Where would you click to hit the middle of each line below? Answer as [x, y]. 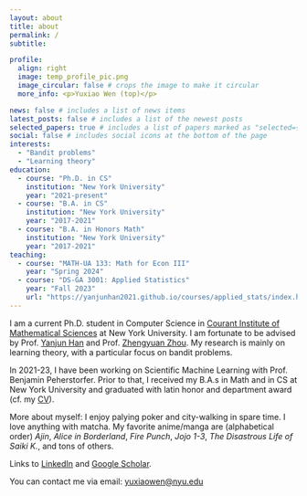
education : [30, 170]
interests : [30, 144]
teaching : [28, 255]
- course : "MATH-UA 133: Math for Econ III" [104, 263]
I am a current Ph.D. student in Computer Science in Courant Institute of [145, 323]
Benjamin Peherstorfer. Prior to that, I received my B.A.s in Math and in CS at [153, 379]
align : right [42, 69]
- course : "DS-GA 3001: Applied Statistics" [104, 280]
